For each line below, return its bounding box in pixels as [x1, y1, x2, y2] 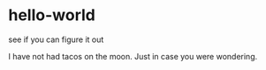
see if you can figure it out [8, 34, 104, 45]
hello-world [8, 5, 96, 25]
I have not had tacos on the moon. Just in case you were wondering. [8, 51, 258, 61]
